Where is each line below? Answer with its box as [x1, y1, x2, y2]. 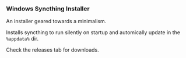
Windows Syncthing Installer [6, 5, 90, 13]
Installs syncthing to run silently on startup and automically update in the [6, 29, 181, 36]
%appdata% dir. [6, 35, 39, 42]
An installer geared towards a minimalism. [6, 18, 107, 25]
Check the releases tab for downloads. [6, 46, 99, 53]
